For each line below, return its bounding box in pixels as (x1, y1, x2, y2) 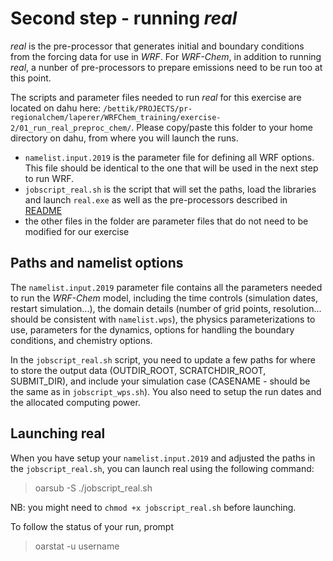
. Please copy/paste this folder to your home (131, 121, 313, 133)
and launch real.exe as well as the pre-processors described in (24, 193, 288, 206)
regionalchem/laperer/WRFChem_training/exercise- (10, 112, 222, 122)
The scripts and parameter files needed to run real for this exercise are (10, 91, 302, 103)
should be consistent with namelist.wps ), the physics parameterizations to (10, 313, 316, 325)
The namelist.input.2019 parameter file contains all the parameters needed (10, 281, 323, 293)
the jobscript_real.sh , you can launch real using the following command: (10, 462, 315, 474)
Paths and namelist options (10, 255, 184, 272)
